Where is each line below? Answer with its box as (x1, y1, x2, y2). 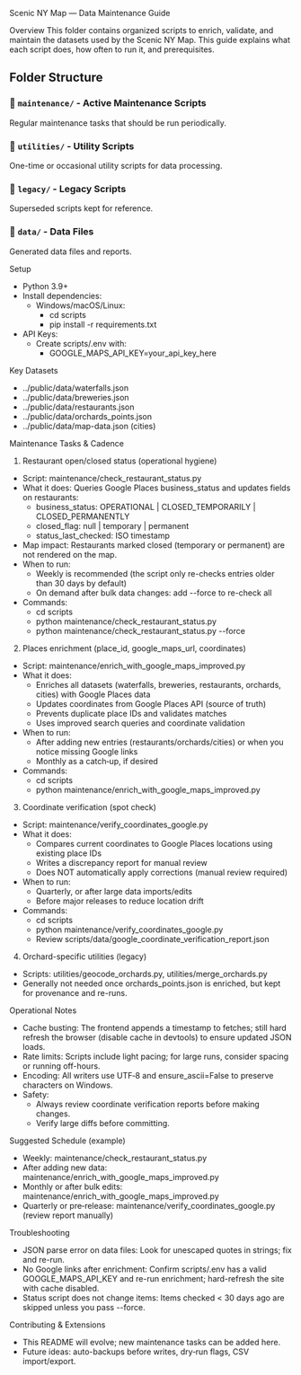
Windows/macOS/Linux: (35, 300, 126, 311)
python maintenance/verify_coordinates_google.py (35, 924, 224, 935)
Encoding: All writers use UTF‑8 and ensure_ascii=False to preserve (22, 1070, 274, 1080)
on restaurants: (22, 491, 79, 502)
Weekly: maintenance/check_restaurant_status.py (22, 1152, 208, 1163)
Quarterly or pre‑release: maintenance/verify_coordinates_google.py (22, 1200, 276, 1211)
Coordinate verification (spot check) (22, 801, 157, 812)
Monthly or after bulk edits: (22, 1181, 123, 1192)
